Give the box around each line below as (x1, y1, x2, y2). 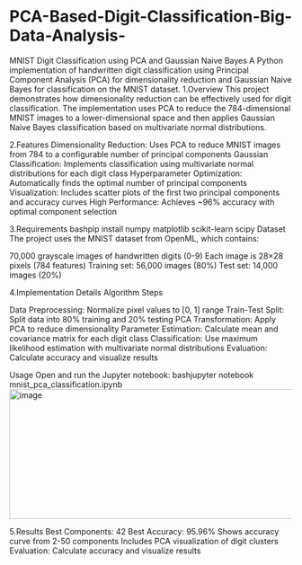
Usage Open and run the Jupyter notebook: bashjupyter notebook (9, 369, 254, 380)
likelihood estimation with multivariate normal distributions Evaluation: (9, 342, 268, 353)
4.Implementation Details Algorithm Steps (9, 287, 164, 297)
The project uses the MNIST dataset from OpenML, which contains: (9, 233, 260, 243)
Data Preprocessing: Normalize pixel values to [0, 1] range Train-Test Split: (9, 304, 285, 315)
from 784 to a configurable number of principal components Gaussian (9, 148, 269, 159)
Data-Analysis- (9, 25, 126, 46)
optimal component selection (9, 206, 117, 216)
